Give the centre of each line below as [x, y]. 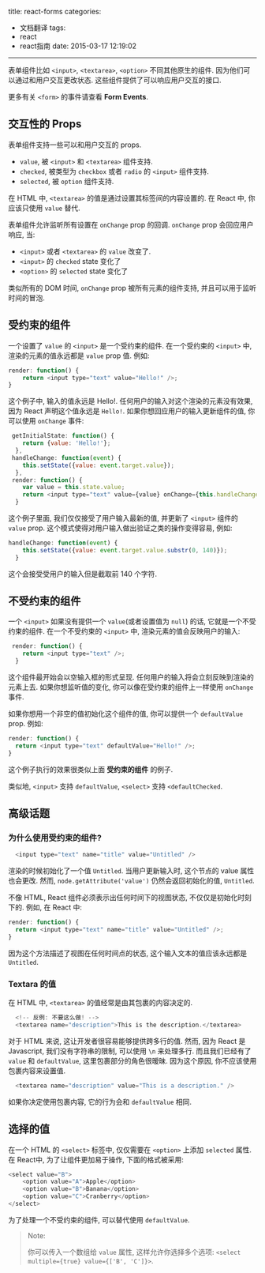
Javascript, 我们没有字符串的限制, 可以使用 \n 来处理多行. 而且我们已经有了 [130, 1051]
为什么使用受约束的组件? [55, 838]
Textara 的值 [32, 984]
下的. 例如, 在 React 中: [45, 907]
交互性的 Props [45, 124]
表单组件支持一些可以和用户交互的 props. [75, 145]
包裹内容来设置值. [37, 1071]
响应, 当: [22, 234]
